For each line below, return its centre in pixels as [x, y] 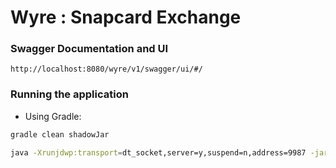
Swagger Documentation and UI [89, 49]
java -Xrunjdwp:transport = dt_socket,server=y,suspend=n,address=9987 [158, 152]
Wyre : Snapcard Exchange [126, 17]
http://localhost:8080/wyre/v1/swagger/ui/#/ [106, 69]
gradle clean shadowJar [60, 134]
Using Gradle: [53, 116]
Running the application [69, 94]
